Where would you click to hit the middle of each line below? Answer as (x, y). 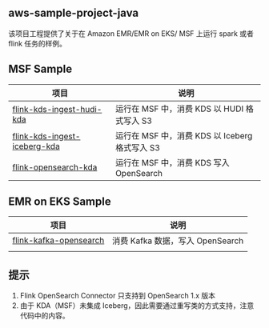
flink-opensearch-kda (55, 167)
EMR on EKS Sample (60, 202)
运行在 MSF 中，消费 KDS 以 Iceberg (184, 135)
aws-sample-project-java (73, 13)
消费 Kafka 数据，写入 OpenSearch (178, 241)
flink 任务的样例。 (37, 43)
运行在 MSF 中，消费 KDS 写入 (172, 162)
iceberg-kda (36, 146)
